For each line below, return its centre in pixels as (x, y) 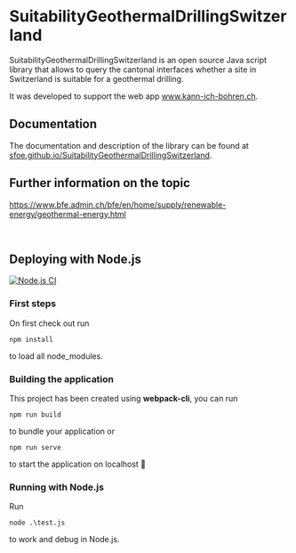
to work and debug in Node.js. (64, 540)
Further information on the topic (100, 183)
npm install (31, 339)
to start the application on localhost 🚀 (78, 464)
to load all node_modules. (56, 356)
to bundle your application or (62, 431)
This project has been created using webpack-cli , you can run (124, 398)
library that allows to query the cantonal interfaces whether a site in (133, 69)
